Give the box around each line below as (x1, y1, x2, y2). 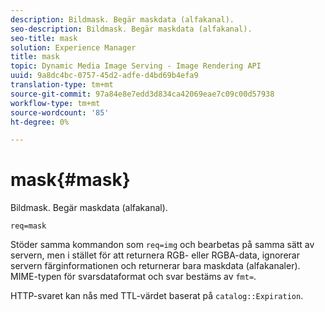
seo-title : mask (10, 33, 78, 43)
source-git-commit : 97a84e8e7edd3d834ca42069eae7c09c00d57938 (10, 89, 275, 99)
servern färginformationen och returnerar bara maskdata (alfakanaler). (10, 260, 301, 272)
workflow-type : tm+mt (10, 98, 101, 108)
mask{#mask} (10, 169, 131, 191)
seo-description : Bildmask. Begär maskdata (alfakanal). (10, 24, 253, 34)
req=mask (10, 221, 47, 231)
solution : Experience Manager (10, 42, 137, 53)
